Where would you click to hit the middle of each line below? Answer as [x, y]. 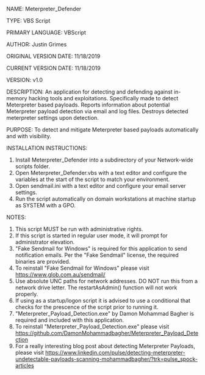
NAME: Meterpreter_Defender [44, 9]
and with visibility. [29, 136]
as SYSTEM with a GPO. [45, 205]
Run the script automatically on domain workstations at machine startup [106, 199]
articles [25, 366]
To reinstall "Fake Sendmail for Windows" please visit [82, 268]
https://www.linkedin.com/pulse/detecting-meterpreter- [115, 352]
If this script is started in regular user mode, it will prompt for [91, 236]
